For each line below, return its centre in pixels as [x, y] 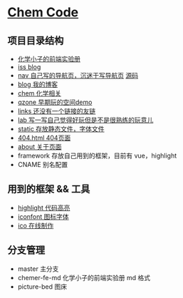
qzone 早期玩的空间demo [55, 102]
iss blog [29, 67]
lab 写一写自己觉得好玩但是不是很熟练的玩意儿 [85, 120]
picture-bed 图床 [42, 287]
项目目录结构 [36, 40]
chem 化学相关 [40, 93]
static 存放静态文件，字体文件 [61, 129]
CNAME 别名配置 [43, 164]
